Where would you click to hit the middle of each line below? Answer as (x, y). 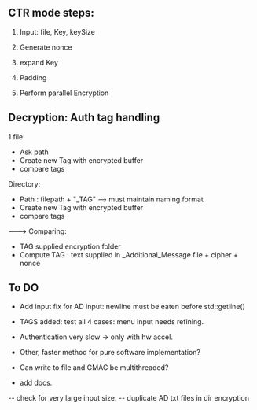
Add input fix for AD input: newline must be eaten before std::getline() (132, 307)
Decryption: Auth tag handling (84, 118)
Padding (33, 77)
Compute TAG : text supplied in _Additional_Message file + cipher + (128, 254)
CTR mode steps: (51, 13)
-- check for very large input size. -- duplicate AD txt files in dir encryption (129, 398)
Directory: (24, 183)
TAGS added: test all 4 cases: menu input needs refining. (112, 322)
